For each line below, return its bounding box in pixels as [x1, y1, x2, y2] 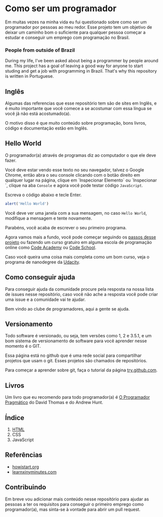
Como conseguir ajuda [5, 273, 75, 281]
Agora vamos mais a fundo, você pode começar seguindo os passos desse [5, 234, 156, 240]
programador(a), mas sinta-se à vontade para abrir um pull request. [5, 506, 141, 512]
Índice [5, 413, 24, 422]
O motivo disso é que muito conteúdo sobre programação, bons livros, [5, 120, 147, 126]
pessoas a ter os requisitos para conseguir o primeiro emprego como [5, 501, 144, 507]
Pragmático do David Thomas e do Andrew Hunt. [5, 400, 104, 406]
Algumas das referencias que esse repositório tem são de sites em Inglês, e [5, 100, 157, 106]
